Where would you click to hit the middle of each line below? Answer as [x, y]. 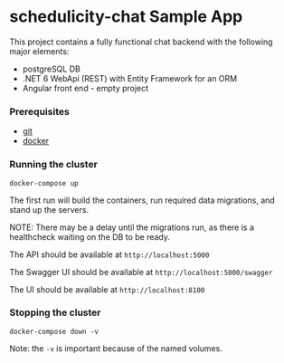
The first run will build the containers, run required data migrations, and [142, 200]
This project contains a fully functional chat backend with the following [141, 42]
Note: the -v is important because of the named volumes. [116, 348]
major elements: [39, 51]
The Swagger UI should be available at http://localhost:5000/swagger [141, 272]
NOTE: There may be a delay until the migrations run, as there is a [132, 227]
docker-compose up [44, 183]
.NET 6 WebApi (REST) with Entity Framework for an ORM [130, 78]
